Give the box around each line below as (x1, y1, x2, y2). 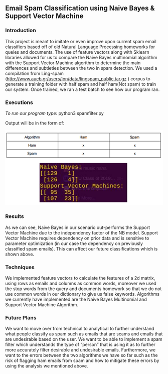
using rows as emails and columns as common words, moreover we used (5, 280, 156, 286)
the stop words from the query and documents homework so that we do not (5, 286, 162, 292)
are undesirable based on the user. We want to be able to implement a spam (5, 336, 163, 342)
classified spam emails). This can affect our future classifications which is (5, 245, 158, 252)
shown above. (5, 251, 34, 257)
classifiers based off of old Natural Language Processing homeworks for (5, 44, 155, 50)
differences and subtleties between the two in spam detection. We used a (5, 65, 157, 71)
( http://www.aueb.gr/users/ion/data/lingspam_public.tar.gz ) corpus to (5, 75, 150, 82)
